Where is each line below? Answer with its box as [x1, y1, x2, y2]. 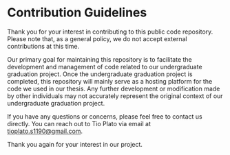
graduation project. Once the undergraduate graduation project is [7, 70, 193, 78]
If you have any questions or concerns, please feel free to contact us [7, 112, 203, 121]
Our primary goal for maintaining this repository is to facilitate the [7, 55, 193, 63]
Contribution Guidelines [7, 5, 147, 21]
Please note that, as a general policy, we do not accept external [7, 34, 187, 43]
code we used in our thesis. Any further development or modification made [7, 84, 220, 93]
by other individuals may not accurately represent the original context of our [7, 91, 223, 100]
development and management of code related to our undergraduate [7, 62, 202, 71]
